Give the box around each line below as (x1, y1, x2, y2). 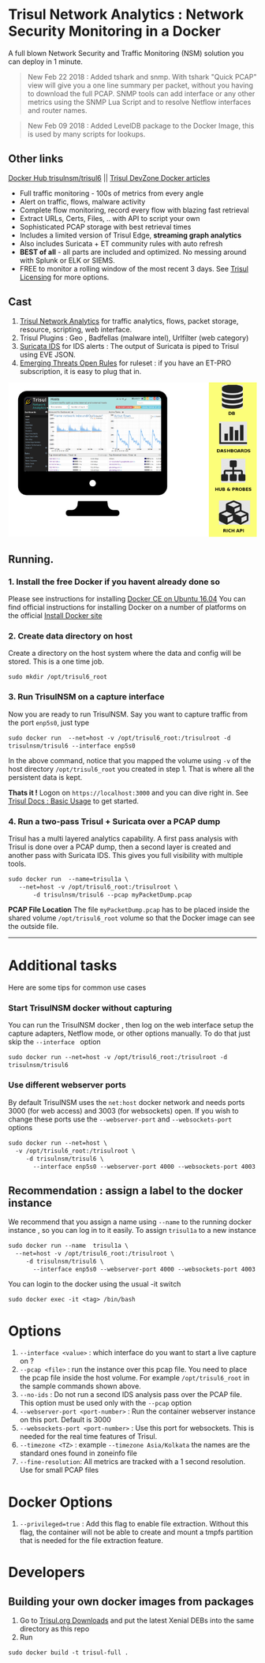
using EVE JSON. (19, 350, 77, 359)
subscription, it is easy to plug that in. (19, 366, 142, 376)
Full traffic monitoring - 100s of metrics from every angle (19, 188, 203, 198)
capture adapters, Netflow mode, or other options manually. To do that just (8, 1028, 251, 1039)
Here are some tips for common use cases (8, 983, 147, 992)
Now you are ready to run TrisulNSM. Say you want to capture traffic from (8, 709, 248, 719)
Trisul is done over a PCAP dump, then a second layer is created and (8, 842, 231, 852)
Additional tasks (8, 957, 118, 975)
